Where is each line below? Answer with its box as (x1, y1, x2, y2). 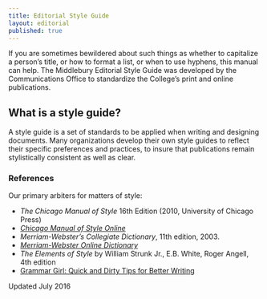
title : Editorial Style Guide (8, 11, 110, 20)
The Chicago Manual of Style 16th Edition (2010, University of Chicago (19, 206, 254, 216)
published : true (8, 26, 63, 34)
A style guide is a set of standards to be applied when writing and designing (8, 127, 260, 137)
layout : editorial (8, 19, 70, 27)
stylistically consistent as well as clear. (8, 153, 136, 163)
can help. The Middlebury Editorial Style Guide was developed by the (8, 66, 237, 75)
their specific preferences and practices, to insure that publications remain (8, 144, 255, 154)
